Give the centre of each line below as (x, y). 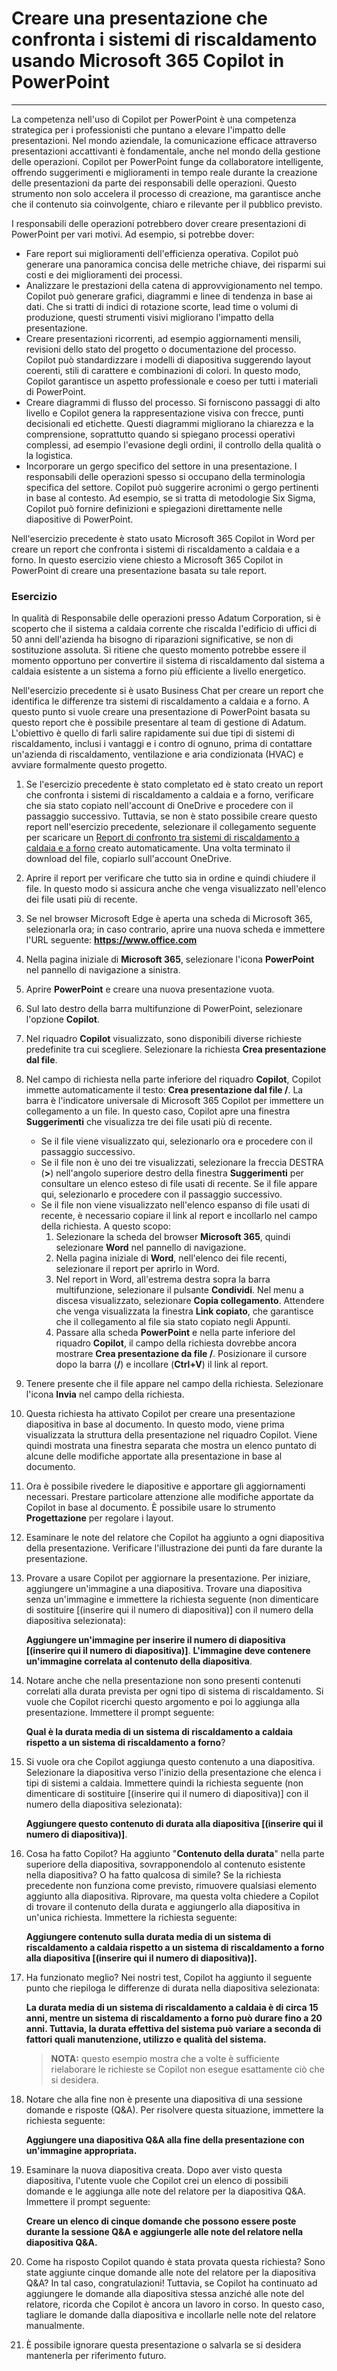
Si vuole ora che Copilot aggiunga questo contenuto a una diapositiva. (170, 1762)
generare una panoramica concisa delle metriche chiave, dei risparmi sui (175, 264)
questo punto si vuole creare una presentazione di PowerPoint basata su (161, 712)
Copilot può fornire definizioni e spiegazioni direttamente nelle (154, 508)
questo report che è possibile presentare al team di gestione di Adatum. (159, 723)
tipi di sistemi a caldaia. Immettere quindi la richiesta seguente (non (164, 1783)
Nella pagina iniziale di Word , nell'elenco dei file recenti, (171, 1258)
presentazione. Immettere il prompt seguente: (120, 1713)
